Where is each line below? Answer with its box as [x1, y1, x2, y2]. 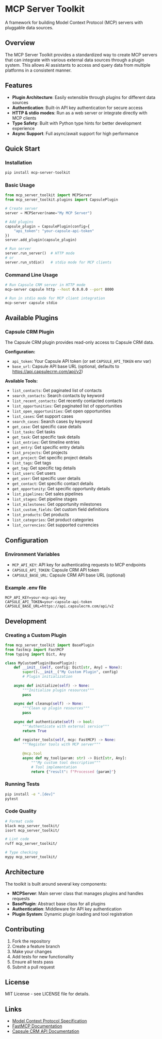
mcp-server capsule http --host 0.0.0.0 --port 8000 [5, 287, 114, 292]
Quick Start [5, 145, 40, 153]
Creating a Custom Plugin [5, 631, 67, 638]
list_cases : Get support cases [12, 413, 74, 419]
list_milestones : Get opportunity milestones [12, 501, 102, 507]
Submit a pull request [12, 964, 55, 970]
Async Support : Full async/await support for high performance [12, 130, 139, 136]
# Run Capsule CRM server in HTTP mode [5, 282, 86, 288]
